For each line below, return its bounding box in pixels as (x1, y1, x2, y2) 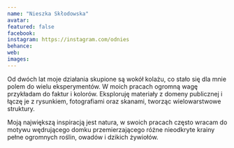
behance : (7, 43, 33, 50)
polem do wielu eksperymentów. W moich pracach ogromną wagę (7, 82, 198, 91)
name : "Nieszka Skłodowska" (7, 10, 89, 17)
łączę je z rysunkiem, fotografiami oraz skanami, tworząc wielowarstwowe (7, 97, 221, 105)
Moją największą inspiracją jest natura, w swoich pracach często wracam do (7, 118, 228, 126)
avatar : (7, 17, 30, 24)
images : (7, 56, 30, 63)
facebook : (7, 29, 36, 37)
